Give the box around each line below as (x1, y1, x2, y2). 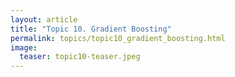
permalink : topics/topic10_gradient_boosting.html (10, 33, 226, 43)
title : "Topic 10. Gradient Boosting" (10, 24, 172, 34)
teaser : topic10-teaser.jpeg (19, 52, 141, 62)
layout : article (10, 14, 78, 25)
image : (10, 42, 38, 53)
